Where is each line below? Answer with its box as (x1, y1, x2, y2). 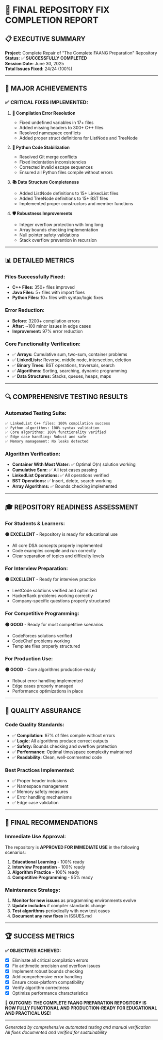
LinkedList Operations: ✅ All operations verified (12, 473, 109, 478)
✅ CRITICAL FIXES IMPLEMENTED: (5, 99, 88, 106)
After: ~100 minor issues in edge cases (12, 323, 91, 329)
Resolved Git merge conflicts (19, 154, 78, 159)
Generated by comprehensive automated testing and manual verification (5, 1024, 151, 1030)
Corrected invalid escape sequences (19, 164, 93, 170)
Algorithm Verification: (5, 450, 61, 457)
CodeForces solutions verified (12, 633, 73, 638)
